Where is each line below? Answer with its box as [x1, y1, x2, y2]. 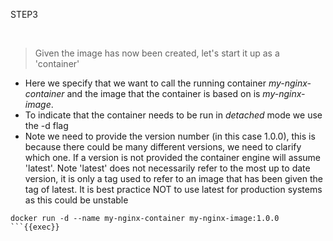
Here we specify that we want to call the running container [24, 77, 267, 89]
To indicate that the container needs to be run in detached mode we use [24, 109, 323, 121]
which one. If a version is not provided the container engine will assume [24, 152, 322, 163]
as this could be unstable [24, 194, 129, 206]
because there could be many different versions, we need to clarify [24, 141, 302, 153]
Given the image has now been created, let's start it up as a [34, 47, 280, 59]
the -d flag [24, 120, 69, 131]
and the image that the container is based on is [66, 88, 261, 99]
